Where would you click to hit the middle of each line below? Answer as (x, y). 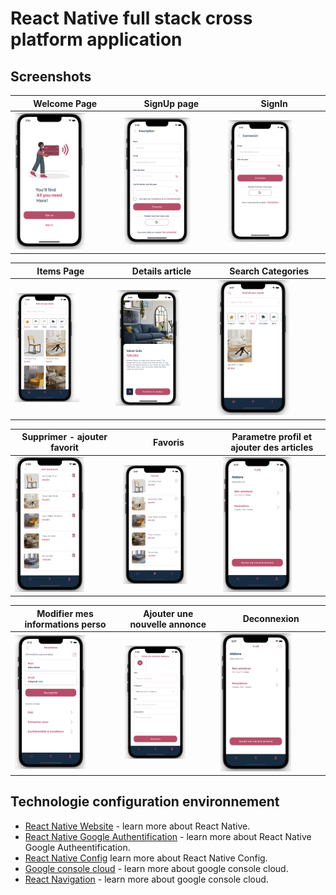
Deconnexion (271, 619)
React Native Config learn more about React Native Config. (146, 858)
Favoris (168, 442)
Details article (161, 271)
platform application (96, 39)
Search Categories (269, 271)
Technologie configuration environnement (145, 802)
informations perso (65, 624)
